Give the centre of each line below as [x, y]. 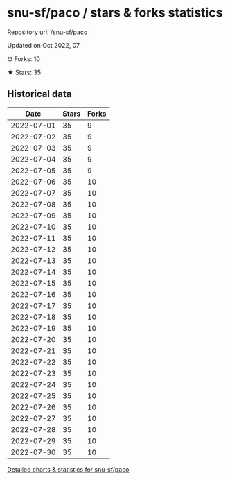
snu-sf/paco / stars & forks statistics [115, 13]
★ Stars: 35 [24, 72]
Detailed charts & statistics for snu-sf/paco [68, 469]
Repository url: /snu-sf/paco [47, 32]
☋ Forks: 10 [24, 59]
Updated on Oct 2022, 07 [44, 45]
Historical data [39, 94]
